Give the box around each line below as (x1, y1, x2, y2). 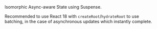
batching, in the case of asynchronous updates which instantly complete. (4, 19, 153, 24)
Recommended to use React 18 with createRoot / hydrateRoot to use (4, 14, 139, 19)
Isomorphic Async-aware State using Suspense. (4, 4, 102, 10)
